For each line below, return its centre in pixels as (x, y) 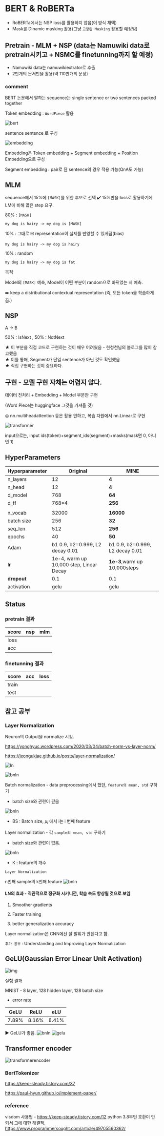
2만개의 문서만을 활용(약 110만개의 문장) (50, 73)
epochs (16, 537)
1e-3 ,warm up (126, 562)
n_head (16, 487)
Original (78, 471)
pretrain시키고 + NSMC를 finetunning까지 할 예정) (79, 55)
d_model (18, 495)
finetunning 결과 (24, 663)
